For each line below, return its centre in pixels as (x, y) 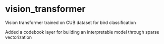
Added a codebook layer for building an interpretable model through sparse (82, 32)
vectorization (19, 37)
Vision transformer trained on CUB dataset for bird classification (71, 22)
